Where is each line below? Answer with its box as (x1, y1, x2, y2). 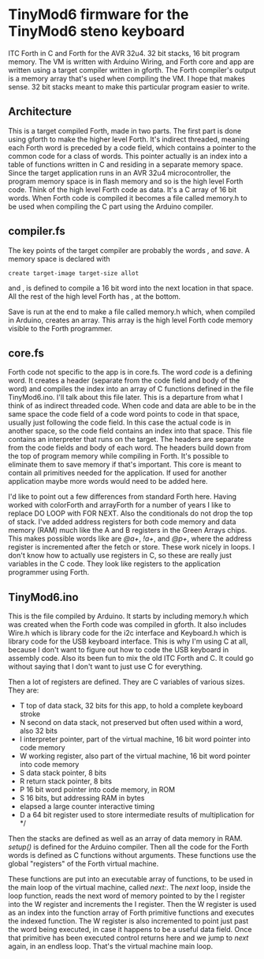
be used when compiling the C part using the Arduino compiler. (8, 202, 214, 211)
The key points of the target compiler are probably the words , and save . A (8, 245, 251, 255)
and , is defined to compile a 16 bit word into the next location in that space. (8, 283, 254, 293)
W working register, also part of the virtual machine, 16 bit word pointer (19, 751, 251, 761)
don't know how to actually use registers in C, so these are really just (8, 551, 232, 561)
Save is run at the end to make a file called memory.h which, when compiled (8, 307, 256, 316)
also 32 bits (19, 726, 58, 736)
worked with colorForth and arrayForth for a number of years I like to (8, 500, 231, 510)
